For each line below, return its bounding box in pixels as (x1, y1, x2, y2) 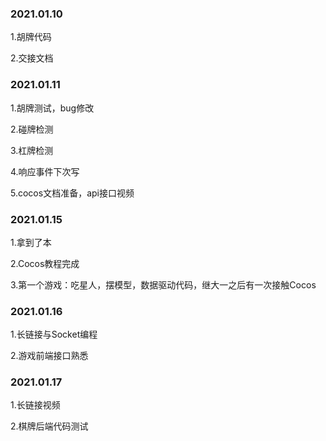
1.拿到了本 (10, 236, 52, 248)
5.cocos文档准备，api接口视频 (10, 187, 135, 199)
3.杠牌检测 (10, 144, 54, 156)
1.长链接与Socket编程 (10, 328, 98, 341)
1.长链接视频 (10, 399, 61, 411)
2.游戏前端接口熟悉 (10, 350, 89, 362)
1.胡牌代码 (10, 31, 52, 43)
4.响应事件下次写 (10, 165, 80, 177)
